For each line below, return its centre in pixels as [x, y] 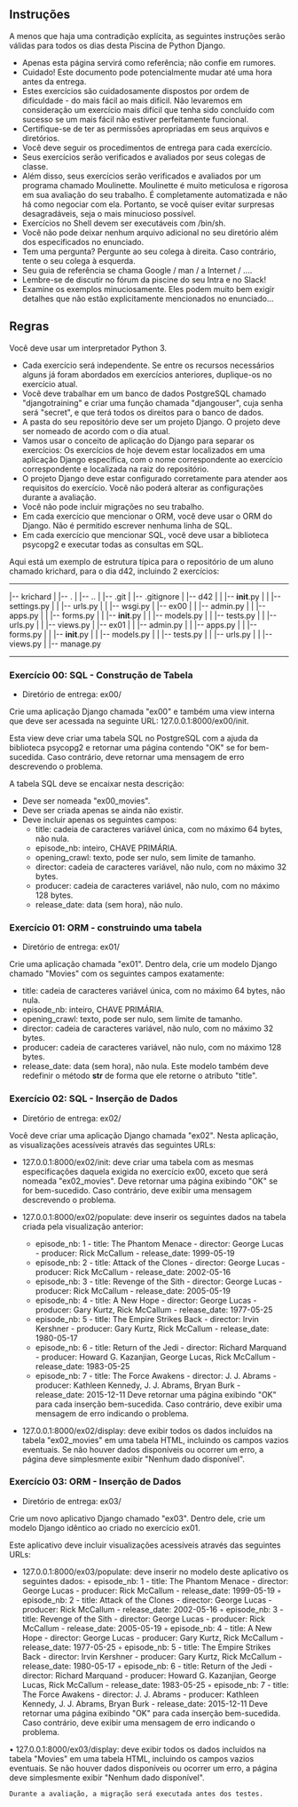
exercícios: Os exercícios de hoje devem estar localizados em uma [144, 450]
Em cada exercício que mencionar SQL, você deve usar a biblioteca [145, 535]
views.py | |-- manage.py [55, 644]
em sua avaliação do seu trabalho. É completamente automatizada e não [155, 194]
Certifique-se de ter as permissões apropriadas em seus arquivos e [145, 129]
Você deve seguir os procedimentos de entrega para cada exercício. [147, 147]
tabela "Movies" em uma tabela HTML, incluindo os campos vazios [132, 1758]
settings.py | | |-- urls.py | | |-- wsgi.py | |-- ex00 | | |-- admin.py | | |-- [137, 606]
